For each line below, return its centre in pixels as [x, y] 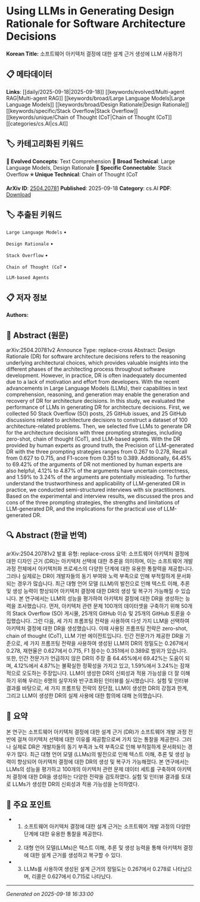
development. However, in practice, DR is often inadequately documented [96, 375]
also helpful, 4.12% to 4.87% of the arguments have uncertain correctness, [98, 471]
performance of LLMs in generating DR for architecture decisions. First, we [98, 407]
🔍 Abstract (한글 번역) [47, 535]
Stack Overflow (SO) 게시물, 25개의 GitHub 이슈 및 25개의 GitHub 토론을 [99, 613]
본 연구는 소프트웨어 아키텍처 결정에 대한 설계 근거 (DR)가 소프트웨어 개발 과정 [96, 732]
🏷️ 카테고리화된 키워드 [45, 144]
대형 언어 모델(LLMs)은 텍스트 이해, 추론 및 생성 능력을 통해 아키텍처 [103, 848]
